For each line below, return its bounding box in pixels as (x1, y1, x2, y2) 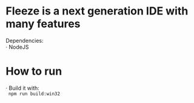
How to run (5, 64, 62, 78)
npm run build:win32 (8, 90, 61, 97)
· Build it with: (5, 84, 40, 92)
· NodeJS (5, 43, 29, 51)
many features (5, 17, 81, 31)
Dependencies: (5, 37, 44, 44)
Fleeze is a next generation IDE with (5, 4, 189, 18)
